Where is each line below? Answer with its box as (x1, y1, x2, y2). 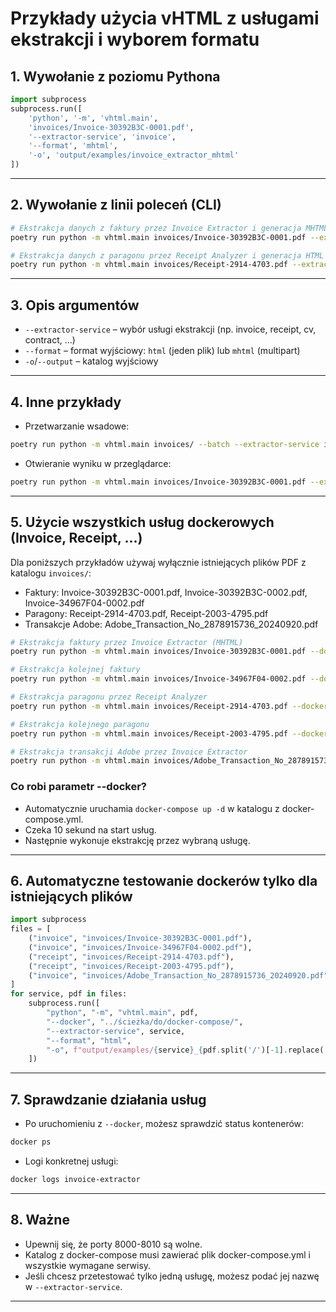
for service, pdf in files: (10, 989, 128, 999)
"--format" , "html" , (46, 1035, 132, 1046)
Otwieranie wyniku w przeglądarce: (24, 457, 172, 469)
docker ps (10, 1137, 52, 1147)
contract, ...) (24, 334, 76, 346)
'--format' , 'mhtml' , (28, 141, 118, 151)
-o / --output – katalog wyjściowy (24, 355, 159, 367)
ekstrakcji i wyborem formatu (10, 28, 260, 51)
